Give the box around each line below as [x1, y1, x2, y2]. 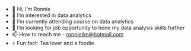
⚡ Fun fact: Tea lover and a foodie [11, 40, 95, 46]
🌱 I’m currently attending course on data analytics [11, 18, 134, 25]
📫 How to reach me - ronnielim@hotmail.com [11, 31, 124, 38]
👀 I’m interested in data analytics [11, 12, 92, 19]
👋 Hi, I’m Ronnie [11, 6, 51, 12]
